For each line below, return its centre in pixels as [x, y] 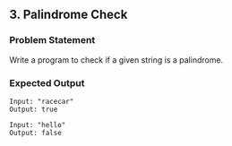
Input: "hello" [38, 125]
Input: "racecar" [42, 101]
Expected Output [47, 82]
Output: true [34, 109]
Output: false [36, 133]
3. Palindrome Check [69, 15]
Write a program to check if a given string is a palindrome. [116, 60]
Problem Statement [52, 40]
